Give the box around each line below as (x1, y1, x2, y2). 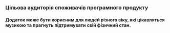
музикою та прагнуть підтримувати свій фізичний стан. (5, 22, 131, 28)
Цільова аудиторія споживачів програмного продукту (5, 4, 148, 11)
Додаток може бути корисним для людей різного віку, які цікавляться (5, 17, 165, 23)
